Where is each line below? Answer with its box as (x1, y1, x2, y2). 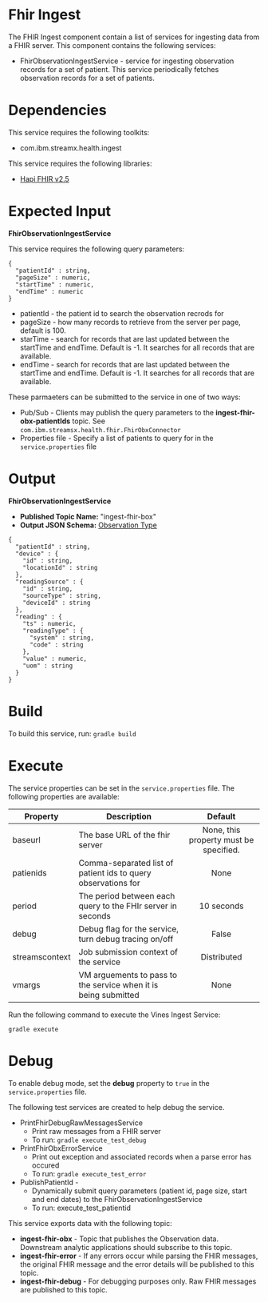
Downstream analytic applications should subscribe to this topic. (19, 1242, 233, 1252)
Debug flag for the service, (78, 923, 179, 934)
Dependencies (8, 102, 107, 119)
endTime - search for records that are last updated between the (19, 359, 230, 369)
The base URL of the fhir (78, 829, 171, 840)
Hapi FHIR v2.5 (19, 174, 69, 183)
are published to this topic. (19, 1284, 108, 1294)
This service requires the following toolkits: (8, 127, 150, 137)
